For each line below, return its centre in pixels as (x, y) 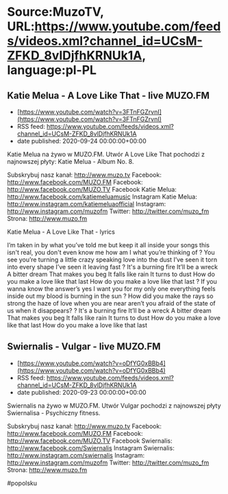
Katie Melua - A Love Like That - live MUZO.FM (109, 96)
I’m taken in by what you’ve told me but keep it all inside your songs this (109, 245)
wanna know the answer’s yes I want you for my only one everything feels (111, 289)
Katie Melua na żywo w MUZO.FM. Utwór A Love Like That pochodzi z (106, 154)
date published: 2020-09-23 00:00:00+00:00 (81, 392)
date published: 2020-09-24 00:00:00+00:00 (81, 141)
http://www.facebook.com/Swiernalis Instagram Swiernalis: (91, 448)
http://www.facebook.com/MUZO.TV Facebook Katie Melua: (92, 189)
